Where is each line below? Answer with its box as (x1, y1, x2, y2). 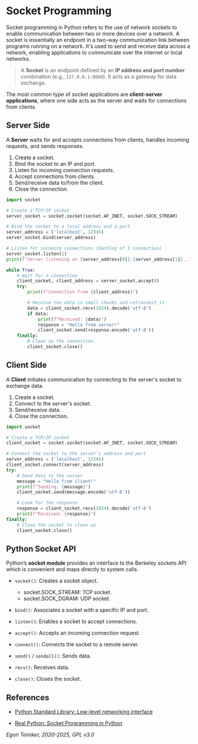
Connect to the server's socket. (14, 400, 91, 407)
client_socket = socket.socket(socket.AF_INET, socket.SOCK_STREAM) (6, 440, 178, 446)
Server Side (6, 120, 50, 131)
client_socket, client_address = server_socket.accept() (16, 278, 160, 284)
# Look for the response (16, 500, 78, 506)
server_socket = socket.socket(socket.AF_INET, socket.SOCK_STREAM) (6, 213, 178, 219)
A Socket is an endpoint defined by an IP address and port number (20, 66, 185, 73)
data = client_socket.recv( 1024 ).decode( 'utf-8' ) (27, 305, 151, 311)
